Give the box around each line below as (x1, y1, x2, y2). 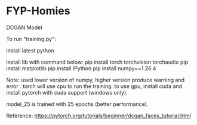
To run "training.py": (6, 35, 56, 42)
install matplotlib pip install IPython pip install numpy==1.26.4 (6, 64, 156, 72)
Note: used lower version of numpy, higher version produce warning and (6, 76, 185, 83)
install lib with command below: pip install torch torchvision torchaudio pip (6, 58, 189, 65)
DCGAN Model (6, 24, 42, 31)
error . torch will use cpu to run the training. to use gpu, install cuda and (6, 82, 183, 90)
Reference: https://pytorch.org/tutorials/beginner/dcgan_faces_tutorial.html (6, 112, 191, 119)
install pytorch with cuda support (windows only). (6, 89, 128, 96)
